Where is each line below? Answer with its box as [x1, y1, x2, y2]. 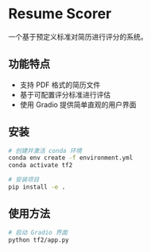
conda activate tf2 [8, 162, 73, 170]
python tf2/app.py [8, 235, 69, 244]
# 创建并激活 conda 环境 [8, 147, 82, 155]
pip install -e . [8, 183, 66, 191]
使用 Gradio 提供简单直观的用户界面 [19, 100, 137, 109]
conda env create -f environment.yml [8, 154, 134, 162]
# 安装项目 [8, 176, 40, 184]
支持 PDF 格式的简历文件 [19, 80, 101, 90]
